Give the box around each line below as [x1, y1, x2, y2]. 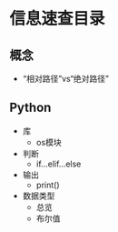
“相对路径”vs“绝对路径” [22, 74, 110, 84]
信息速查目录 [9, 8, 106, 29]
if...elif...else [35, 158, 82, 169]
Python [9, 100, 52, 116]
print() [35, 179, 61, 190]
